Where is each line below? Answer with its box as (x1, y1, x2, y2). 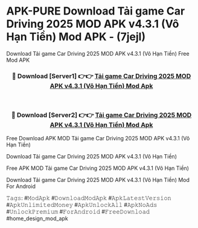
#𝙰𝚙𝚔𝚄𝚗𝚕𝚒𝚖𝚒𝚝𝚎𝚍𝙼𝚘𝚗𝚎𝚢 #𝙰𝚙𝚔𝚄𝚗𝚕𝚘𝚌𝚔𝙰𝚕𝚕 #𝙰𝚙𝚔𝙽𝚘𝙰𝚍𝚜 (6, 201, 158, 208)
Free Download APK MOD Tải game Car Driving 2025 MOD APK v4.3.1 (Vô (6, 134, 190, 142)
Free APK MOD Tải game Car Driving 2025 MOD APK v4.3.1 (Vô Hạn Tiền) (6, 164, 189, 172)
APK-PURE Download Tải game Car (6, 4, 185, 18)
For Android (6, 183, 36, 190)
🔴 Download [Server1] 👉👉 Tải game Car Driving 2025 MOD (11, 71, 191, 80)
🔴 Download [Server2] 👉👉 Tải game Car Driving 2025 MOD (11, 111, 192, 119)
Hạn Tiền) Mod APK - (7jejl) (6, 30, 146, 44)
